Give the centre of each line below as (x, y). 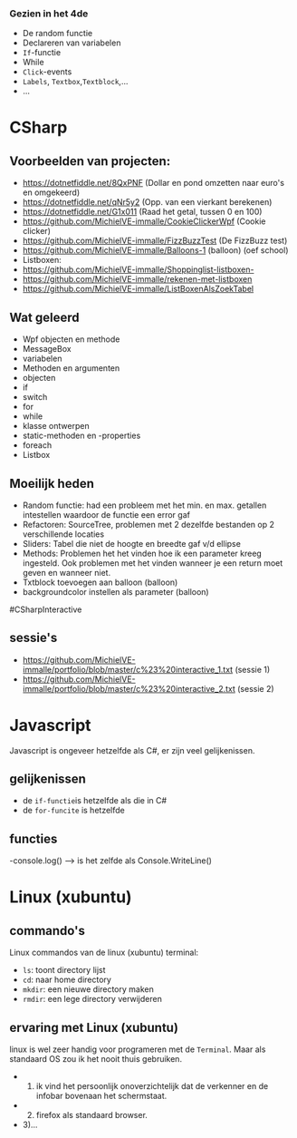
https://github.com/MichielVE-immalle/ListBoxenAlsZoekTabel (138, 289)
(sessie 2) (255, 688)
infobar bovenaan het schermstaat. (101, 1096)
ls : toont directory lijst (64, 970)
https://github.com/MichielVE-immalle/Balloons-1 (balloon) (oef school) (155, 250)
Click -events (47, 72)
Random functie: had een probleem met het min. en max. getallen (144, 505)
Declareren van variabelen (72, 43)
